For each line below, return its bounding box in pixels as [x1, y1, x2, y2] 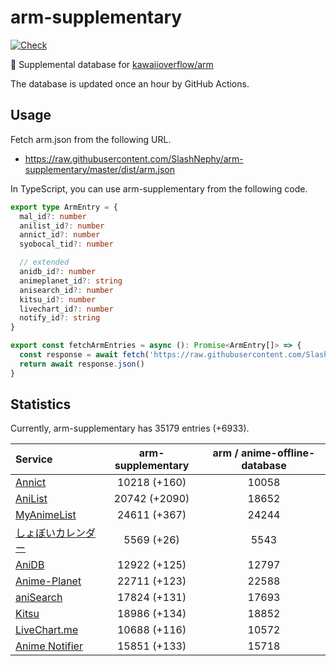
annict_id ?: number [19, 230, 101, 240]
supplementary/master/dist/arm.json [24, 163, 176, 175]
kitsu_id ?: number [19, 294, 97, 305]
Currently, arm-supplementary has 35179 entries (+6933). [10, 422, 250, 435]
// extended [19, 257, 70, 268]
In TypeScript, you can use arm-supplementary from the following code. [10, 182, 308, 195]
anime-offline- [240, 446, 316, 460]
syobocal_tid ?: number [19, 239, 114, 250]
